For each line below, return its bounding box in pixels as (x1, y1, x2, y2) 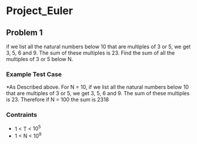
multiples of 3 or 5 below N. (6, 56, 74, 62)
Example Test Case (6, 70, 62, 78)
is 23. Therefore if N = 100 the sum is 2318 (6, 96, 109, 103)
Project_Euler (6, 4, 74, 18)
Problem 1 (6, 28, 43, 38)
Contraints (6, 110, 37, 119)
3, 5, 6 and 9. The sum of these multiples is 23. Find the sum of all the (6, 49, 175, 56)
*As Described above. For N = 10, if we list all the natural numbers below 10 (6, 83, 189, 91)
